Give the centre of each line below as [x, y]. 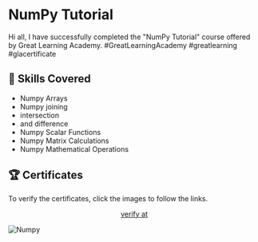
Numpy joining [44, 106]
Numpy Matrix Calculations [64, 141]
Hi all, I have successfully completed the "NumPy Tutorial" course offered [129, 37]
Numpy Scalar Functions [60, 132]
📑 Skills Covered [50, 79]
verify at [134, 214]
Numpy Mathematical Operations [74, 149]
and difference [44, 123]
